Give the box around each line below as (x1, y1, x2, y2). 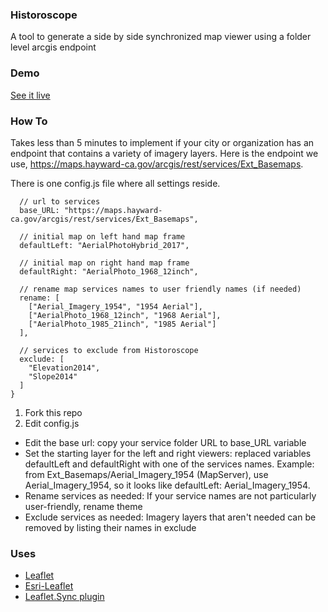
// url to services (19, 196, 101, 207)
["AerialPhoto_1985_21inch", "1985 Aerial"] (28, 319, 217, 329)
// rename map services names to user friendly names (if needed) (19, 284, 302, 294)
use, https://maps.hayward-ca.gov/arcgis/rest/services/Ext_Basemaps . (10, 158, 304, 170)
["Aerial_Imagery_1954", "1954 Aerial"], (28, 301, 203, 312)
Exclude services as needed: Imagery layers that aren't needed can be (24, 511, 317, 523)
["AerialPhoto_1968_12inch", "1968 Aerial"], (28, 310, 222, 320)
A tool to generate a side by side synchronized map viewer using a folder (10, 31, 312, 43)
